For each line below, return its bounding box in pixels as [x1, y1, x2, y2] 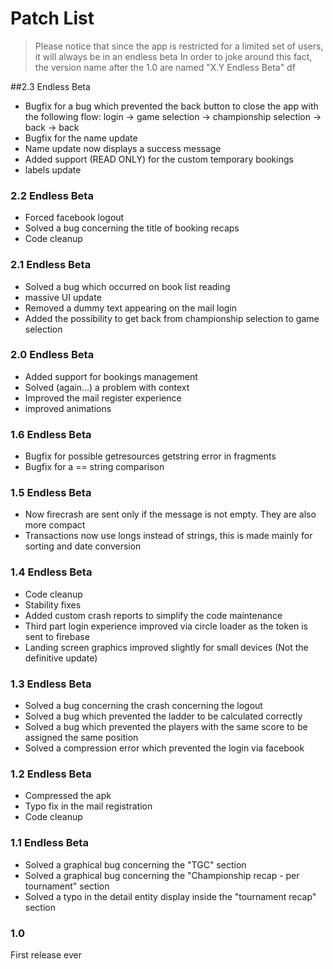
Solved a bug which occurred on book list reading [24, 280, 231, 292]
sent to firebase [24, 630, 90, 642]
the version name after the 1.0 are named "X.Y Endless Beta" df [34, 61, 296, 73]
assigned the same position [24, 732, 139, 744]
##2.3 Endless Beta [10, 80, 91, 92]
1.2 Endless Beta [10, 767, 92, 781]
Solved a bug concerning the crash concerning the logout [24, 700, 263, 712]
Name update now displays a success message [24, 142, 222, 154]
